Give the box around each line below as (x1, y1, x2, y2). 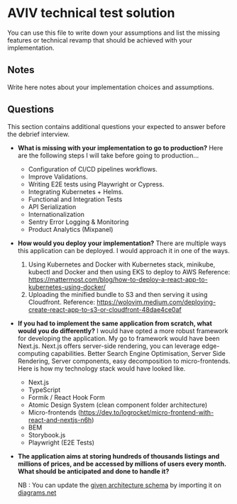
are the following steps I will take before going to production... (17, 151, 199, 159)
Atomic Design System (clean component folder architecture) (28, 401, 208, 409)
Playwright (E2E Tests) (28, 438, 94, 447)
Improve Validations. (28, 172, 89, 181)
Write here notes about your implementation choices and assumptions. (7, 83, 214, 91)
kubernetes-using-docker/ (28, 282, 106, 291)
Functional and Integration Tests (28, 195, 123, 203)
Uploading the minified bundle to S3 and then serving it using (28, 290, 208, 298)
